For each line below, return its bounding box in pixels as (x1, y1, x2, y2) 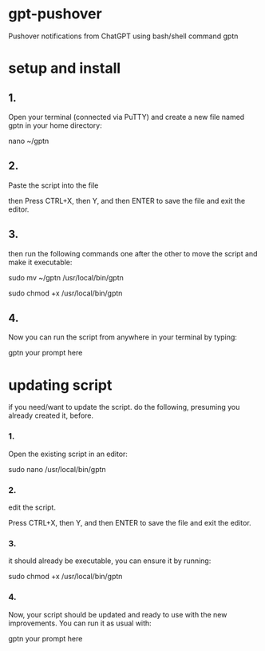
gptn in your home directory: (8, 121, 102, 130)
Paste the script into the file (8, 181, 99, 190)
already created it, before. (8, 411, 94, 420)
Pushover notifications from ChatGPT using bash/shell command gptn (8, 31, 239, 41)
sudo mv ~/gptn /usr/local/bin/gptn (8, 272, 124, 282)
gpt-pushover (8, 5, 102, 23)
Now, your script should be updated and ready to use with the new (8, 609, 227, 619)
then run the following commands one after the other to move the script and (8, 248, 258, 258)
